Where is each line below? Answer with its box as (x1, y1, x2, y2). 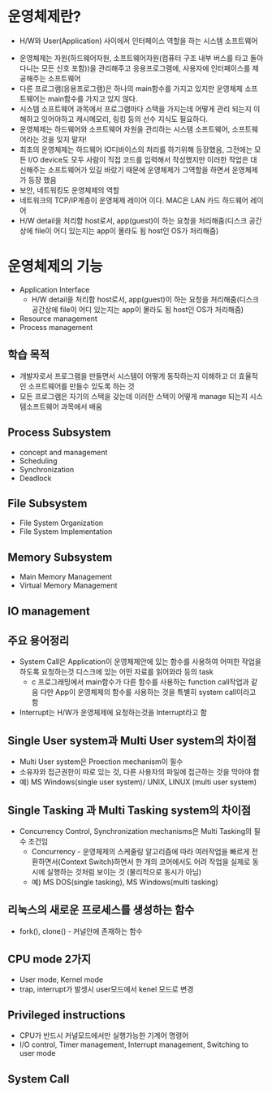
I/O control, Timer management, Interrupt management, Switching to (19, 1040, 249, 1049)
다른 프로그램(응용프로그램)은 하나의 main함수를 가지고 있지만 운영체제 (19, 83, 243, 93)
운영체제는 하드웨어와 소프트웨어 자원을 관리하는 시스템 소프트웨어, (19, 124, 231, 134)
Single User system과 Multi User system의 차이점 (7, 733, 257, 748)
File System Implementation (19, 527, 113, 536)
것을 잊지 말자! (41, 134, 87, 144)
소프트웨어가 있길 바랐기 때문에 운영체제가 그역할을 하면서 (47, 164, 231, 175)
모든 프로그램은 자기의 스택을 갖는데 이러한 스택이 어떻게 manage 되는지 (19, 391, 248, 401)
